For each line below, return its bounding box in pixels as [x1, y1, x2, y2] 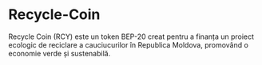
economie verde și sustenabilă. [8, 48, 111, 58]
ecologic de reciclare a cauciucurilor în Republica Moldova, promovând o [8, 40, 249, 49]
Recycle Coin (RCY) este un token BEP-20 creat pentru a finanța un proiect [8, 32, 254, 41]
